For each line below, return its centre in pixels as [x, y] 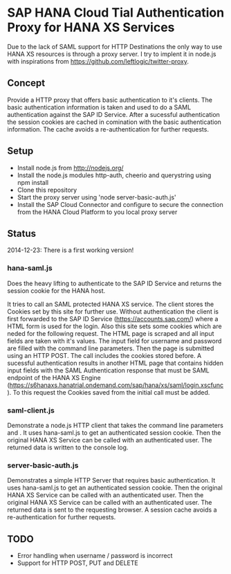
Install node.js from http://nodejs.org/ [70, 168]
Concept [26, 83]
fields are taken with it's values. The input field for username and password [114, 341]
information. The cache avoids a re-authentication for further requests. [108, 129]
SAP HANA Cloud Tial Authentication [116, 13]
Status [22, 233]
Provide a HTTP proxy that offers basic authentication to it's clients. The [110, 100]
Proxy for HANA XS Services [91, 27]
